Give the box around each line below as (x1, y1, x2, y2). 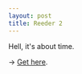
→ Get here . (8, 57, 48, 67)
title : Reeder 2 (8, 19, 63, 27)
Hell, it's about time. (8, 41, 75, 51)
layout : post (8, 11, 52, 20)
